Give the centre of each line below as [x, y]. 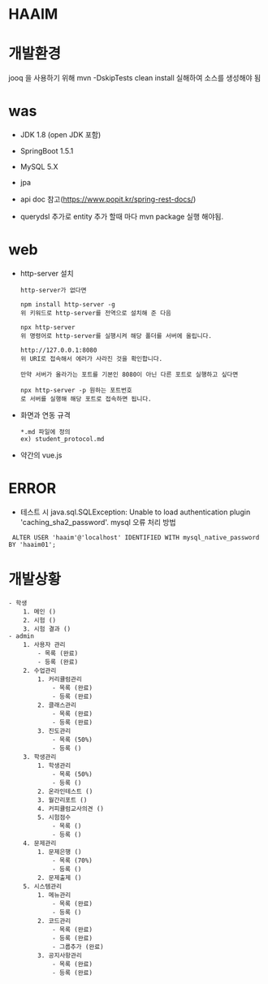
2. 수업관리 [40, 670]
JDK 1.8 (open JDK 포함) [61, 135]
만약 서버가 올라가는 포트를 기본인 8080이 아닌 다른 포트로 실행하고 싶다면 [129, 375]
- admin [22, 636]
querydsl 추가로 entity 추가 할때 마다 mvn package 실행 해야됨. [122, 217]
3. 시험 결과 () [47, 629]
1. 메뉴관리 [54, 895]
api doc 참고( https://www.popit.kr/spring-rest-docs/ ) [108, 199]
